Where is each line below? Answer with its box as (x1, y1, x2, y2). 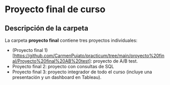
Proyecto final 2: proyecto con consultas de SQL (12, 64, 114, 69)
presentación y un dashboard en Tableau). (12, 74, 102, 80)
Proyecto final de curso (5, 4, 106, 15)
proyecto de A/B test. (93, 58, 138, 64)
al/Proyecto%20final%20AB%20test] (12, 58, 91, 64)
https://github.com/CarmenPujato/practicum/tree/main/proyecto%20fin (14, 52, 164, 59)
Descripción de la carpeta (5, 24, 89, 33)
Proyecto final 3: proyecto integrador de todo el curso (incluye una (12, 69, 153, 75)
